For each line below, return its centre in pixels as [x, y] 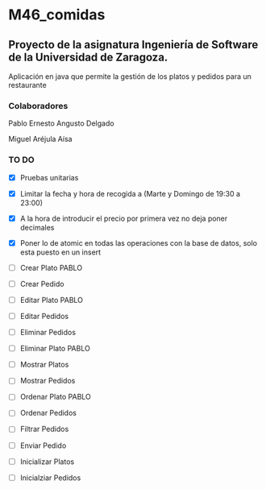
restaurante [27, 85]
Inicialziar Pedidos [50, 478]
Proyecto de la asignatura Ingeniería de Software [133, 45]
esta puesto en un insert [60, 252]
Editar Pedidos [44, 317]
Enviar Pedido [43, 445]
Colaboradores [38, 106]
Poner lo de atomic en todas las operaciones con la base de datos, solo [139, 242]
